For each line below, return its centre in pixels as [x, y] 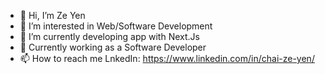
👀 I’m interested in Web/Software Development [116, 26]
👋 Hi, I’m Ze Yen [52, 15]
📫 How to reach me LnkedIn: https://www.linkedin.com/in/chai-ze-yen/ [167, 58]
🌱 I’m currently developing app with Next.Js [109, 36]
